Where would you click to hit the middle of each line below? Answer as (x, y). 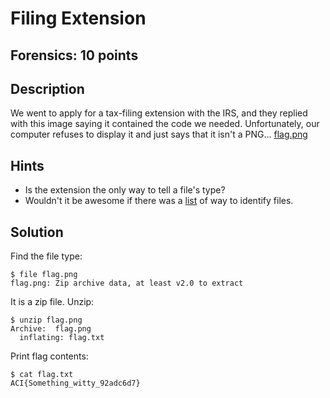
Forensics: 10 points (74, 55)
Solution (37, 232)
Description (47, 88)
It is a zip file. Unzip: (52, 302)
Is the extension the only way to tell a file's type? (125, 190)
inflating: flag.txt (62, 338)
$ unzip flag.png (46, 320)
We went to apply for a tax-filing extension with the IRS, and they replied (159, 113)
